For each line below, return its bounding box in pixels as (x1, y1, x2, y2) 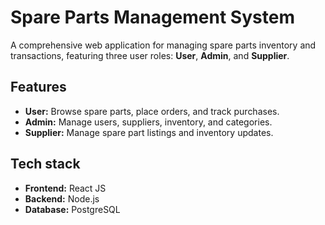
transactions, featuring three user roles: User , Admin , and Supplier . (10, 49, 290, 61)
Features (10, 79, 67, 96)
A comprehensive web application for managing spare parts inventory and (10, 39, 317, 51)
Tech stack (10, 156, 81, 173)
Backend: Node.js (24, 192, 100, 205)
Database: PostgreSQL (24, 203, 121, 215)
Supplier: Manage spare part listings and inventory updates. (24, 126, 274, 138)
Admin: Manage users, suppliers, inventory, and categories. (24, 116, 273, 128)
